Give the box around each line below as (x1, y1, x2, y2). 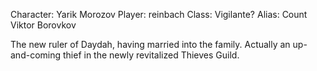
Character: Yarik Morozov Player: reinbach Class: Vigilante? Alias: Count (10, 9, 308, 20)
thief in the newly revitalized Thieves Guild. (62, 49, 240, 61)
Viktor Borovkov (10, 19, 77, 31)
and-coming (10, 49, 62, 61)
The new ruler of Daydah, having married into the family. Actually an (10, 39, 291, 50)
